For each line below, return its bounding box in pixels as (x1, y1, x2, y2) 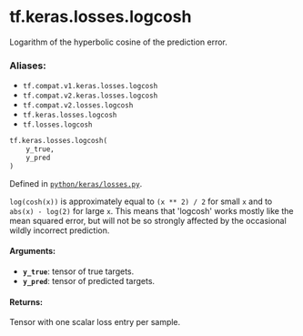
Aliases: (9, 59, 47, 72)
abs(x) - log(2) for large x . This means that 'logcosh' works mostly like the (9, 205, 294, 216)
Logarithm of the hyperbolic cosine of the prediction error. (9, 36, 227, 47)
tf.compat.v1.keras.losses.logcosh (22, 82, 158, 91)
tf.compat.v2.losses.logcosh (22, 101, 134, 110)
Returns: (9, 296, 44, 307)
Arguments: (9, 246, 56, 257)
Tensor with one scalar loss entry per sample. (9, 317, 181, 328)
